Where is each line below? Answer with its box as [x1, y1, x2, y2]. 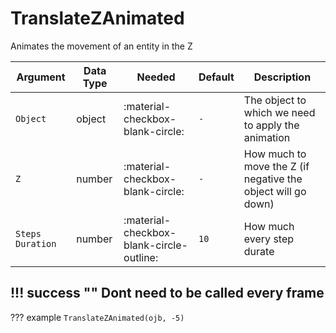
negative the [243, 172, 303, 186]
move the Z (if [243, 159, 310, 173]
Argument [16, 70, 66, 84]
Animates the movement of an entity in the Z [10, 40, 193, 52]
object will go [243, 184, 307, 198]
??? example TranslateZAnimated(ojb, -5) [10, 311, 185, 323]
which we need [243, 105, 316, 119]
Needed [136, 70, 176, 84]
